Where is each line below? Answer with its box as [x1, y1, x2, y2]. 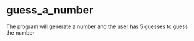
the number [6, 29, 35, 36]
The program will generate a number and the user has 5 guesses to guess [6, 23, 188, 30]
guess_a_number [6, 4, 94, 17]
